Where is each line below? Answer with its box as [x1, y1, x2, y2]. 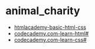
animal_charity [5, 4, 80, 18]
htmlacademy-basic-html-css [14, 24, 87, 31]
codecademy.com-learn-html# [14, 30, 89, 37]
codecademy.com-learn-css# [14, 36, 87, 43]
